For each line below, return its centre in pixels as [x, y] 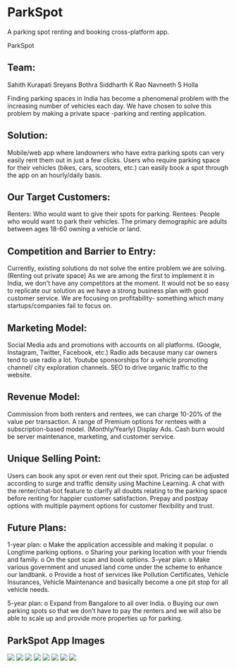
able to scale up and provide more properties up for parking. [95, 619]
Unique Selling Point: [54, 459]
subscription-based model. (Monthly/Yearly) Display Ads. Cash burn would [116, 429]
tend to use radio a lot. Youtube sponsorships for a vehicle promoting [108, 360]
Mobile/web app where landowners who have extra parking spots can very [116, 152]
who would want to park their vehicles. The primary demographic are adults [117, 221]
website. [20, 375]
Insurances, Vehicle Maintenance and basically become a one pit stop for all [118, 582]
